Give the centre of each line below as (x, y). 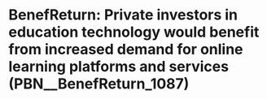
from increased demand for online (126, 49)
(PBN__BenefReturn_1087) (99, 84)
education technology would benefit (134, 32)
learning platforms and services (119, 67)
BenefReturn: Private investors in (123, 15)
